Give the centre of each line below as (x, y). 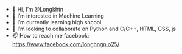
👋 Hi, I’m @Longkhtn (38, 9)
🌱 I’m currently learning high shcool (57, 22)
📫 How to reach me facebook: (51, 35)
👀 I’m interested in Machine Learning (58, 16)
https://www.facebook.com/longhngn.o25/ (66, 44)
